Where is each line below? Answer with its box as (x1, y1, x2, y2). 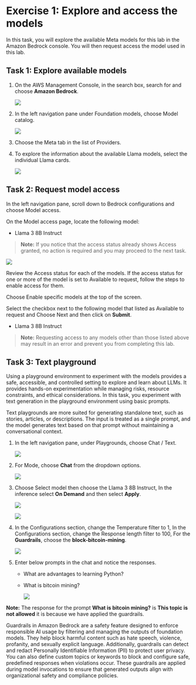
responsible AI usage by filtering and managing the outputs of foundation (6, 628, 183, 636)
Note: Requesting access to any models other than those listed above (20, 334, 190, 341)
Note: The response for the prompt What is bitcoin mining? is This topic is (6, 604, 188, 611)
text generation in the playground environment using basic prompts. (6, 398, 170, 405)
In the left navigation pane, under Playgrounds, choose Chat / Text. (14, 439, 177, 446)
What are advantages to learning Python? (23, 570, 124, 578)
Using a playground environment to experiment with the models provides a (6, 373, 187, 380)
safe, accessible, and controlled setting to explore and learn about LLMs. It (6, 379, 187, 386)
